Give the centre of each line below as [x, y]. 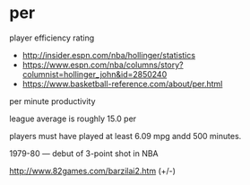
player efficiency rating [52, 38]
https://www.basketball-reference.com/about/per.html [122, 84]
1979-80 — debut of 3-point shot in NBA [84, 153]
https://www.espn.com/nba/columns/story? [103, 65]
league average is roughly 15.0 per [73, 119]
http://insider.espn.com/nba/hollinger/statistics [108, 55]
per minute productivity [52, 101]
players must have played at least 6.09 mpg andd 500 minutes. [125, 136]
